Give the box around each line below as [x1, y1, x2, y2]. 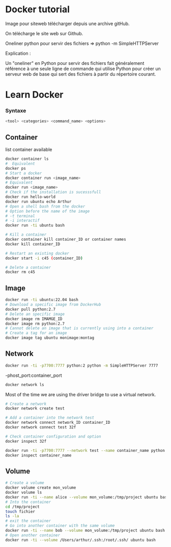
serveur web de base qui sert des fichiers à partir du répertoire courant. [5, 71, 156, 77]
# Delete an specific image [5, 311, 65, 316]
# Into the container [5, 499, 51, 505]
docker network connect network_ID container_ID [5, 420, 110, 425]
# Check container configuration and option [5, 434, 101, 439]
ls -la [5, 514, 19, 519]
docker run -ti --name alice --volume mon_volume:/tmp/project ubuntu [5, 494, 158, 499]
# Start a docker [5, 170, 42, 176]
